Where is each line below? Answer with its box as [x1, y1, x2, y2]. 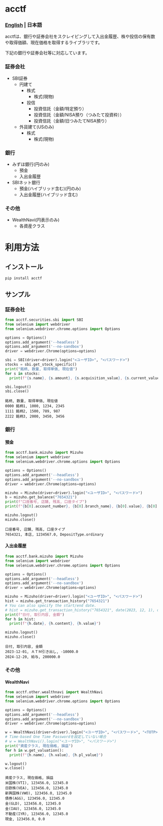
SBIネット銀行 [12, 180, 40, 186]
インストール [5, 262, 44, 271]
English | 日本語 [5, 22, 42, 29]
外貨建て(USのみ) [19, 124, 54, 130]
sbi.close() [5, 389, 29, 394]
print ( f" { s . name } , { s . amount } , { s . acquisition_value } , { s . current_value [9, 376, 160, 380]
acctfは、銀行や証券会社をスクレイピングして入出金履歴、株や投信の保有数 [5, 34, 155, 39]
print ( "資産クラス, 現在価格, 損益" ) [5, 743, 73, 748]
